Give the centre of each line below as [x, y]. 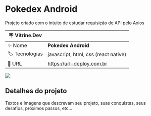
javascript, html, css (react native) [87, 54]
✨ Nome [17, 45]
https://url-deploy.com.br [77, 64]
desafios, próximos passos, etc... [39, 108]
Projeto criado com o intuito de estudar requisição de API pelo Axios [75, 23]
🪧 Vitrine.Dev [25, 35]
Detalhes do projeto [36, 91]
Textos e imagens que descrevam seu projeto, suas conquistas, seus [75, 103]
